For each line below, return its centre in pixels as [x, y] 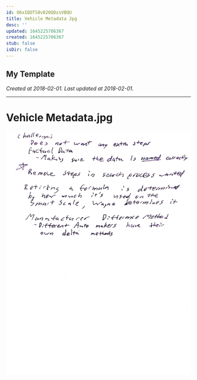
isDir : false [22, 50]
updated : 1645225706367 [35, 31]
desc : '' [17, 25]
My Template [30, 74]
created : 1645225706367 [35, 37]
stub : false [21, 44]
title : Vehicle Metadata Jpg [42, 19]
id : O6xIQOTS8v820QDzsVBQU [39, 12]
